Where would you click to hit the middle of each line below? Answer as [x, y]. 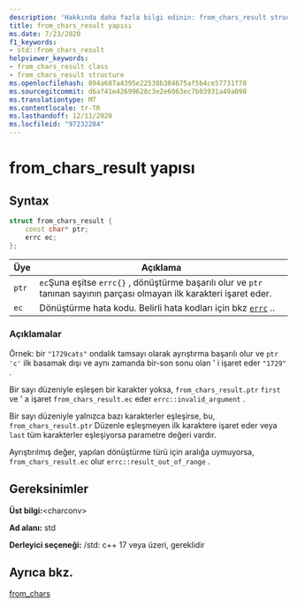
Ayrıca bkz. [41, 572]
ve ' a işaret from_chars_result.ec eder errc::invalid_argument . [127, 398]
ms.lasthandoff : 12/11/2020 [61, 116]
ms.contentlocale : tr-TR [55, 108]
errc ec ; [41, 237]
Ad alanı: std [32, 527]
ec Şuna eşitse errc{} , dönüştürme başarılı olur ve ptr [151, 282]
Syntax [29, 200]
